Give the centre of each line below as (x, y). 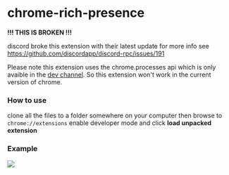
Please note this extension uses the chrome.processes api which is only (112, 67)
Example (23, 149)
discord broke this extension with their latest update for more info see (108, 46)
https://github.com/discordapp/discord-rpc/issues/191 (86, 53)
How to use (27, 100)
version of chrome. (35, 82)
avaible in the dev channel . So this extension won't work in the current (109, 74)
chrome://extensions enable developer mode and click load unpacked (110, 123)
